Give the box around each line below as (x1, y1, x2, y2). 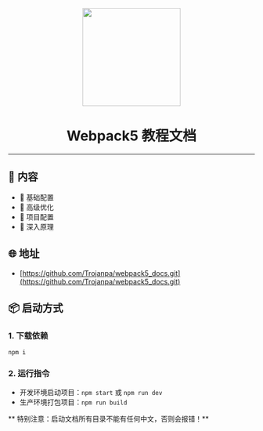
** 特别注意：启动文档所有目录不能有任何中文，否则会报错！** (8, 414, 209, 423)
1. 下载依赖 (8, 330, 49, 341)
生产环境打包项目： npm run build (19, 397, 128, 407)
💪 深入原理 (19, 222, 54, 231)
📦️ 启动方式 (8, 301, 64, 314)
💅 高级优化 (19, 202, 54, 212)
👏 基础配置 (19, 192, 54, 202)
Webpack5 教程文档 (66, 127, 197, 145)
